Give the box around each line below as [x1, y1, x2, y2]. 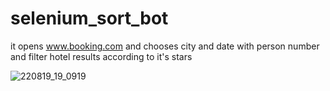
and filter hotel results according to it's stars [10, 50, 193, 62]
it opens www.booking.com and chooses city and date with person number [10, 40, 320, 52]
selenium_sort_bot [10, 7, 169, 30]
